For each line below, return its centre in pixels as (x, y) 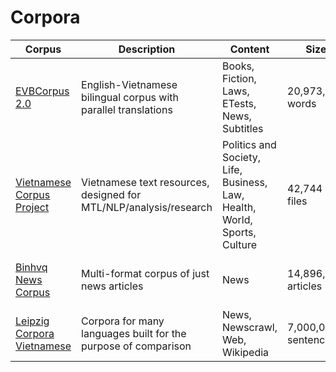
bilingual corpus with (130, 97)
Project (32, 207)
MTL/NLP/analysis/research (147, 207)
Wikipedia (245, 352)
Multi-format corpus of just (145, 273)
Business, (244, 182)
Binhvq (31, 267)
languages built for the (134, 333)
